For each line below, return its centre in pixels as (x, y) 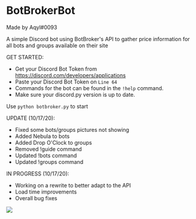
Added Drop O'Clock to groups (53, 142)
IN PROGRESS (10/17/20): (38, 174)
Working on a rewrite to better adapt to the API (73, 185)
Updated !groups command (49, 162)
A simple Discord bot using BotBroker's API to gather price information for (98, 39)
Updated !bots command (46, 155)
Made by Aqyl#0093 (32, 27)
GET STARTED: (25, 57)
